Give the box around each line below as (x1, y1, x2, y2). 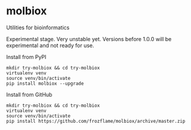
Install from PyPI (6, 53, 47, 60)
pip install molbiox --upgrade (6, 81, 84, 86)
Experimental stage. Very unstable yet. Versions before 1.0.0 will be (6, 35, 172, 42)
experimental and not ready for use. (6, 42, 94, 49)
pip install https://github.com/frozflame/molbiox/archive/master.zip (6, 118, 186, 124)
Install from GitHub (6, 91, 53, 98)
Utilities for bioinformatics (6, 24, 70, 31)
